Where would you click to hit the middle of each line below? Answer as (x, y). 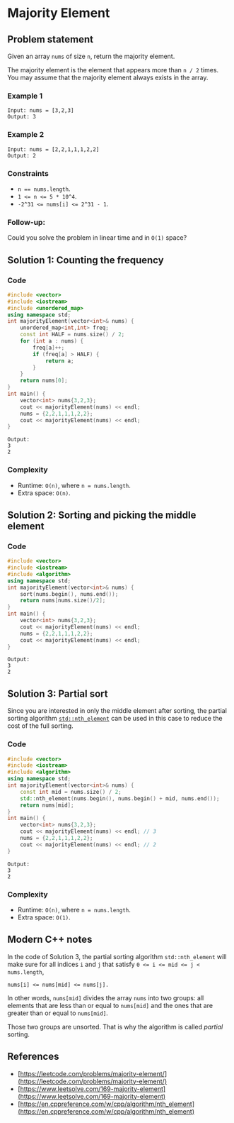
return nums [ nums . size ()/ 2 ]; (63, 601)
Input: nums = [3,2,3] (41, 111)
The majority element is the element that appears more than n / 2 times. (113, 70)
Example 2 (26, 135)
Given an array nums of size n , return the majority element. (91, 56)
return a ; (59, 361)
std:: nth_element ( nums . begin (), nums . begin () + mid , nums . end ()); (120, 798)
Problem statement (51, 39)
